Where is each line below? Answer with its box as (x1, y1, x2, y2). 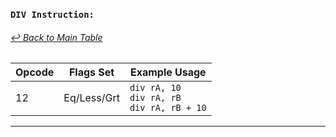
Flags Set (68, 65, 115, 79)
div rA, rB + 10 (129, 102, 207, 114)
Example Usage (129, 65, 207, 79)
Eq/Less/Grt (63, 91, 120, 105)
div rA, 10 (129, 82, 182, 94)
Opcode (15, 65, 55, 79)
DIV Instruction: (10, 9, 95, 20)
